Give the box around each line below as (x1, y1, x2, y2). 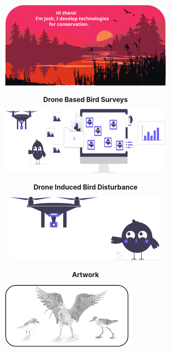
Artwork (72, 270, 99, 279)
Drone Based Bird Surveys (43, 95, 128, 104)
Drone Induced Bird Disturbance (33, 183, 138, 192)
